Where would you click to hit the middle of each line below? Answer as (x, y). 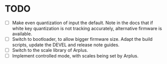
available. (22, 34)
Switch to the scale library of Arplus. (50, 50)
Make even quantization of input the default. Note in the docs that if (82, 23)
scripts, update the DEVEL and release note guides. (66, 45)
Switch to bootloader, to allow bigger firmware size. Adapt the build (82, 39)
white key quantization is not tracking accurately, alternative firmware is (87, 28)
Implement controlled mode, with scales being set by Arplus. (75, 56)
